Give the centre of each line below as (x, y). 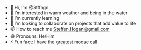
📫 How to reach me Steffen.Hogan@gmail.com (60, 29)
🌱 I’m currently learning (35, 18)
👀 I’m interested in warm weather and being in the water (69, 13)
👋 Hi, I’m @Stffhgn (29, 8)
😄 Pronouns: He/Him (32, 36)
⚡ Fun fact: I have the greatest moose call (54, 42)
